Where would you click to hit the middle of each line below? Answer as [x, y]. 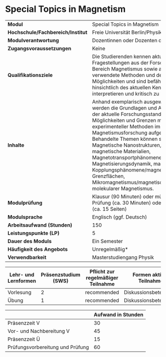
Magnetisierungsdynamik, [122, 164]
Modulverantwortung [33, 40]
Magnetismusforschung [120, 132]
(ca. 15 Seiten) [109, 209]
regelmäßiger [102, 278]
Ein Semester [107, 241]
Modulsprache [25, 217]
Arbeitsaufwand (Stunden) [40, 225]
